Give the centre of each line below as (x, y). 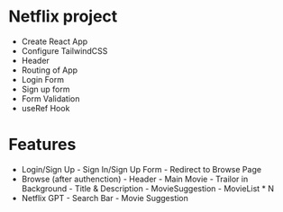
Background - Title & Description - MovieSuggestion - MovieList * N (148, 188)
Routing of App (50, 70)
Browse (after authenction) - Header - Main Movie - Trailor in (135, 179)
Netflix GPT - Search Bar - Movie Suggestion (105, 198)
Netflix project (63, 17)
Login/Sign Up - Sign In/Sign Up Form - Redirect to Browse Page (141, 169)
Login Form (43, 79)
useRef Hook (46, 108)
